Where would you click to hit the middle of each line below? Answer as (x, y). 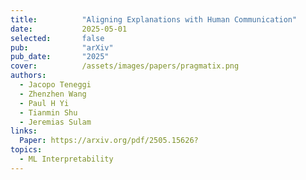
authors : (28, 76)
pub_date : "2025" (60, 57)
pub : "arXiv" (62, 47)
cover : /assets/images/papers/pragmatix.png (125, 66)
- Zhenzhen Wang (53, 94)
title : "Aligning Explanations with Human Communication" (154, 19)
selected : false (57, 38)
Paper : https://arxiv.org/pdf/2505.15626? (109, 141)
